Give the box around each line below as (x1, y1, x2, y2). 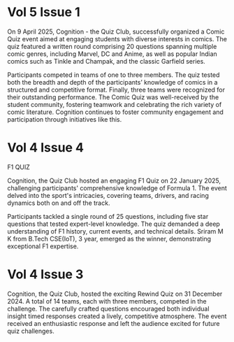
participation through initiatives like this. (7, 115, 122, 123)
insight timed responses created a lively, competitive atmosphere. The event (7, 312, 227, 320)
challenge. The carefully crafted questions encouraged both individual (7, 304, 210, 313)
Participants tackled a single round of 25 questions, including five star (7, 212, 209, 220)
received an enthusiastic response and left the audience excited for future (7, 319, 220, 327)
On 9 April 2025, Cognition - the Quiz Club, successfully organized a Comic (7, 27, 225, 36)
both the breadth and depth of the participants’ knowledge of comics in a (7, 78, 218, 86)
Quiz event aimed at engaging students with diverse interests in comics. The (7, 34, 227, 43)
